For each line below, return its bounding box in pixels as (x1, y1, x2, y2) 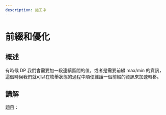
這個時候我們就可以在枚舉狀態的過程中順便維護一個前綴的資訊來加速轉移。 (5, 73, 161, 79)
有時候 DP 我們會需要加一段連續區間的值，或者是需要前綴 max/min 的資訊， (5, 67, 164, 73)
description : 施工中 (5, 7, 47, 13)
